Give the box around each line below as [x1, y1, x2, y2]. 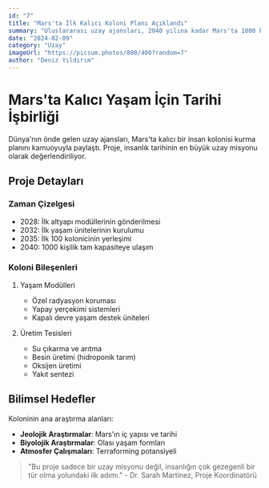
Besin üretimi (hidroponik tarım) [31, 352, 136, 362]
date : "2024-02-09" [8, 34, 74, 42]
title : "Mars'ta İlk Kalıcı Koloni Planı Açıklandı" [8, 19, 188, 27]
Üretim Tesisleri [19, 328, 72, 338]
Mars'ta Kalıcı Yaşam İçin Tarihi [8, 91, 222, 109]
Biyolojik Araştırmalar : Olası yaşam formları [19, 438, 166, 447]
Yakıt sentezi [31, 369, 74, 378]
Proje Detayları [8, 174, 84, 188]
